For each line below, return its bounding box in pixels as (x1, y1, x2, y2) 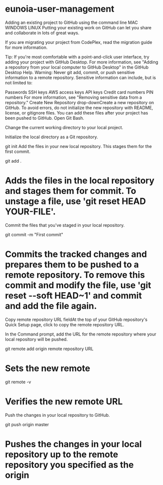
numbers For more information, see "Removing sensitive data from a (5, 94, 142, 100)
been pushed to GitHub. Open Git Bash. (5, 115, 84, 121)
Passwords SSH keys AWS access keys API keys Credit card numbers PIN (5, 89, 154, 95)
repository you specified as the (5, 459, 134, 470)
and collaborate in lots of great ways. (5, 30, 79, 36)
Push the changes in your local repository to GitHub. (5, 412, 110, 418)
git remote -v (5, 379, 32, 385)
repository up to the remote (5, 449, 118, 460)
